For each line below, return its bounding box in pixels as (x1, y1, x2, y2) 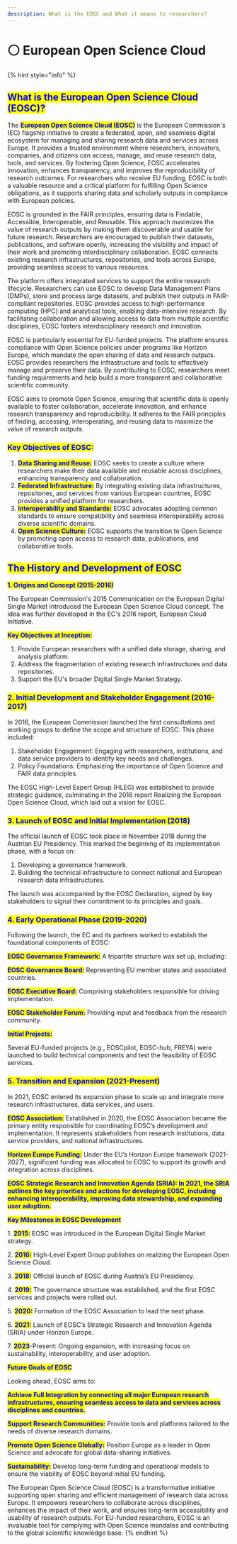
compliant (7, 299, 37, 308)
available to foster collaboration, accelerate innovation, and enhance (7, 402, 207, 411)
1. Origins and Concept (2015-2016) (7, 581, 115, 590)
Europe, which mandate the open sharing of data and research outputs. (7, 351, 216, 359)
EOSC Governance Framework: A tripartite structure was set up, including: (7, 952, 226, 961)
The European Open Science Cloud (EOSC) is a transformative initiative (7, 1483, 216, 1491)
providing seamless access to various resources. (7, 263, 150, 272)
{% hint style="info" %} (7, 70, 76, 79)
